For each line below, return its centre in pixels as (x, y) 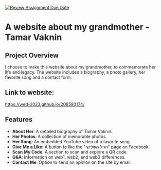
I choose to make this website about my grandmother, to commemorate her (80, 67)
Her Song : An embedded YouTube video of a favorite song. (72, 141)
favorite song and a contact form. (38, 77)
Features (19, 120)
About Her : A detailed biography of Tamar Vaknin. (62, 131)
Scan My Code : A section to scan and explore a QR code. (70, 152)
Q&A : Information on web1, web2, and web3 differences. (69, 157)
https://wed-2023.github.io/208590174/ (45, 104)
